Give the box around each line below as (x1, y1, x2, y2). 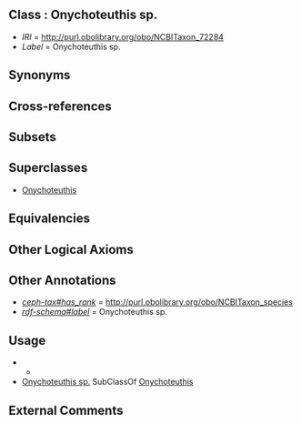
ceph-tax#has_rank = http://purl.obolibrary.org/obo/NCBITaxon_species (21, 297, 293, 308)
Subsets (8, 129, 56, 145)
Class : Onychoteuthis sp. (8, 7, 158, 23)
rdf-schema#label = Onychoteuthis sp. (21, 307, 167, 318)
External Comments (8, 402, 124, 418)
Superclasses (8, 160, 88, 176)
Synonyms (8, 67, 71, 83)
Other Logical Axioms (8, 241, 134, 257)
